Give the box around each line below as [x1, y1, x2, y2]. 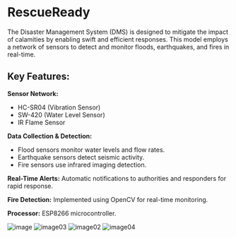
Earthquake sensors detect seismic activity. [17, 153, 145, 161]
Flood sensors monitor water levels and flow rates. [17, 145, 165, 154]
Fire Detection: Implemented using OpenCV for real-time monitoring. [7, 195, 208, 203]
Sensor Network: [7, 89, 59, 97]
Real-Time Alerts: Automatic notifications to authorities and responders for [7, 174, 227, 182]
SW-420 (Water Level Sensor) [17, 110, 105, 119]
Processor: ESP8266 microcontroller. [7, 209, 117, 218]
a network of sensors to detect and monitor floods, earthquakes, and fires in [7, 42, 230, 51]
